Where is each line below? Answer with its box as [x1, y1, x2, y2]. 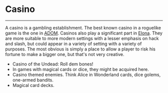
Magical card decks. [12, 82, 54, 88]
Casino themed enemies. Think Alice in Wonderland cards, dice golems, [12, 71, 161, 77]
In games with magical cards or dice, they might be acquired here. [12, 66, 149, 72]
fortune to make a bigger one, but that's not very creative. [5, 51, 124, 57]
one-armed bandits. [12, 76, 54, 83]
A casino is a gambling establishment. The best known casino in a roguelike [5, 24, 161, 30]
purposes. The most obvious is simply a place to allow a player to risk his [5, 46, 156, 52]
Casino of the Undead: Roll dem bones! [12, 61, 93, 67]
